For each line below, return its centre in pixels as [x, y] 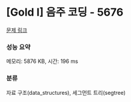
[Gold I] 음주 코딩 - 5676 [65, 12]
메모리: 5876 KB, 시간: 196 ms [42, 61]
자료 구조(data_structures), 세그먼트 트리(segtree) [66, 92]
